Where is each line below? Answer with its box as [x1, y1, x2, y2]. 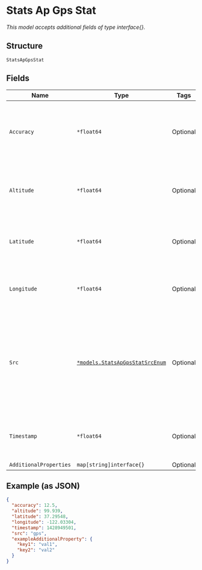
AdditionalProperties [9, 461, 71, 468]
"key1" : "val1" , [17, 542, 58, 548]
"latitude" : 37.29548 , [11, 513, 69, 519]
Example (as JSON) [6, 480, 80, 491]
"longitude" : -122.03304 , [11, 519, 77, 525]
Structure [6, 41, 43, 51]
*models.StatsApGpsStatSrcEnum [76, 359, 167, 366]
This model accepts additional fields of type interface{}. [6, 23, 145, 31]
